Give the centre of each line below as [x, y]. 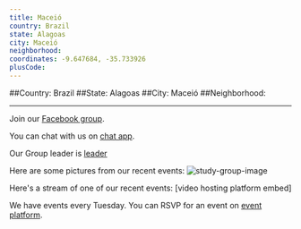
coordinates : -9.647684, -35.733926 [77, 59]
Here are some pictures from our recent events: [97, 170]
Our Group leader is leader [58, 153]
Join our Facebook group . [57, 118]
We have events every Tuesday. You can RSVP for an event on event [136, 205]
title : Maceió [36, 17]
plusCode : [28, 68]
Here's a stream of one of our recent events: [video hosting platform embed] [150, 188]
